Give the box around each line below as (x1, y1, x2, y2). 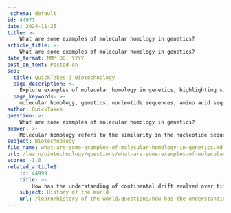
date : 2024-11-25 (7, 23, 57, 30)
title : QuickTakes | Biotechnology (13, 74, 115, 81)
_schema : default (7, 10, 57, 17)
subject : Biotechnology (7, 138, 76, 145)
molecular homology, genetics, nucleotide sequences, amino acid (19, 100, 211, 106)
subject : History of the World (19, 189, 109, 196)
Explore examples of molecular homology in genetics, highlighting (19, 87, 217, 93)
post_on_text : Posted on (7, 61, 78, 68)
